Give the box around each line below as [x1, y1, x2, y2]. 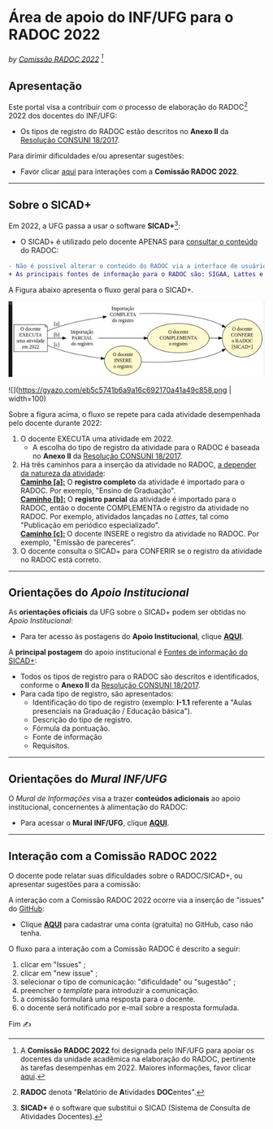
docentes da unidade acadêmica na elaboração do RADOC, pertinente [19, 1054, 256, 1064]
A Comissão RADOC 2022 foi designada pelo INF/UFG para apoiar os [19, 1045, 254, 1056]
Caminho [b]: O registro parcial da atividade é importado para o [19, 494, 237, 504]
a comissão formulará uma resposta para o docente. [19, 994, 196, 1004]
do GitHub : [8, 904, 45, 914]
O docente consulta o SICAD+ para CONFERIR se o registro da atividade [19, 545, 262, 556]
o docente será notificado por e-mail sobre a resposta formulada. [19, 1003, 240, 1013]
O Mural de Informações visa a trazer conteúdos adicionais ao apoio [8, 793, 241, 804]
